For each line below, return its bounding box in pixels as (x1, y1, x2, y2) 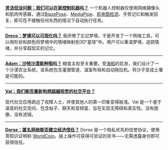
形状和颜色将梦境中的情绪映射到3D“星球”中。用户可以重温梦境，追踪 (13, 39, 155, 44)
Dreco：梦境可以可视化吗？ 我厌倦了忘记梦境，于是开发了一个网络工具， (5, 32, 155, 38)
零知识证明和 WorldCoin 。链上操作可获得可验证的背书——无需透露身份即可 (5, 133, 160, 139)
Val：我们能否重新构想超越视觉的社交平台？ (5, 88, 95, 94)
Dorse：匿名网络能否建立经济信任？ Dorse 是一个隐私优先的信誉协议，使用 (5, 127, 160, 132)
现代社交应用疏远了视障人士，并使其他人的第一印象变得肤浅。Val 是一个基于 (5, 99, 162, 104)
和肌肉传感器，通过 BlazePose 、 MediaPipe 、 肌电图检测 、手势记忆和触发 (5, 11, 154, 17)
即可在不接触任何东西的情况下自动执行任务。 (13, 17, 106, 23)
